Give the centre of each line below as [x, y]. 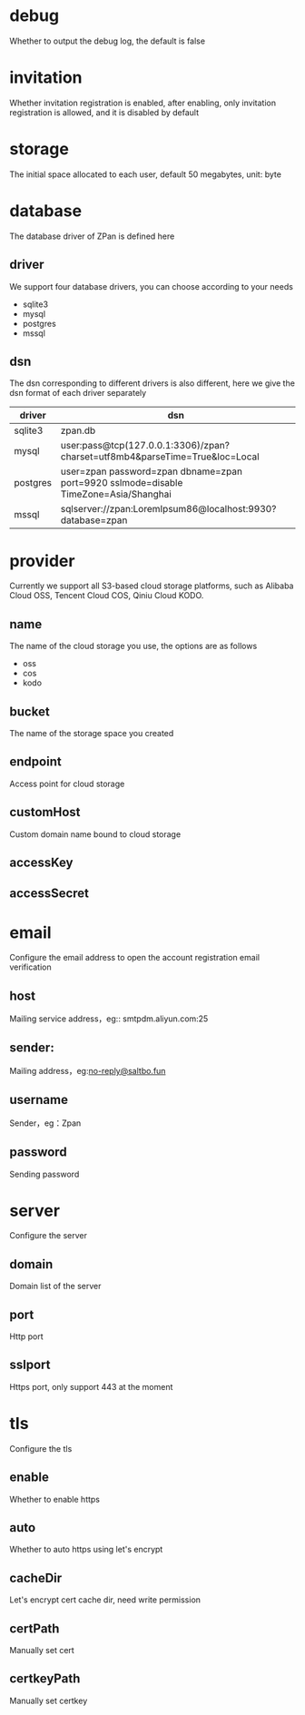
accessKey [41, 862]
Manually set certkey [49, 1700]
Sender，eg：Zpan [45, 1123]
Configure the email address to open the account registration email [135, 958]
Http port [26, 1336]
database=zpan [94, 520]
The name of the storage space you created [92, 733]
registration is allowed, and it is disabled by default [104, 112]
